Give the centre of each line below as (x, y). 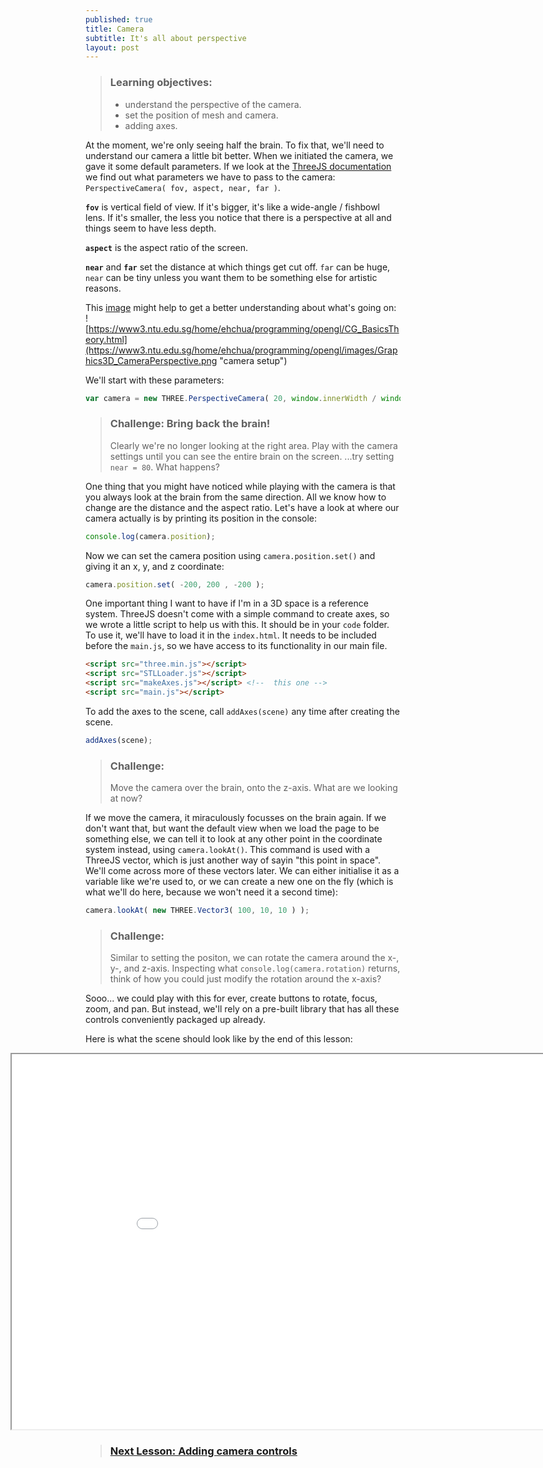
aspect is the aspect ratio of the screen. (167, 247)
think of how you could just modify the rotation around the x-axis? (245, 979)
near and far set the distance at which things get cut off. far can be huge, (238, 267)
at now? (126, 798)
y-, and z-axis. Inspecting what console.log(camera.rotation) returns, (255, 968)
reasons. (103, 288)
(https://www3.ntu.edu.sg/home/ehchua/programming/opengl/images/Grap (241, 350)
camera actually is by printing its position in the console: (201, 518)
